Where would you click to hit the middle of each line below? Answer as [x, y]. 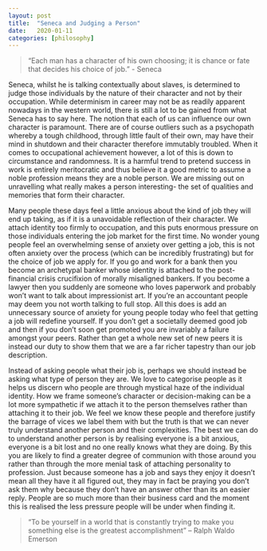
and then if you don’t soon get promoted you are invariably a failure [119, 329]
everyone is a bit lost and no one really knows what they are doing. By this [130, 447]
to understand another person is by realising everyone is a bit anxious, [124, 439]
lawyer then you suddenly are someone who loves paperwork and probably [132, 287]
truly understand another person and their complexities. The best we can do [133, 430]
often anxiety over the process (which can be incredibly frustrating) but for [131, 254]
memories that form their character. [67, 195]
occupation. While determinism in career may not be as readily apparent [127, 102]
